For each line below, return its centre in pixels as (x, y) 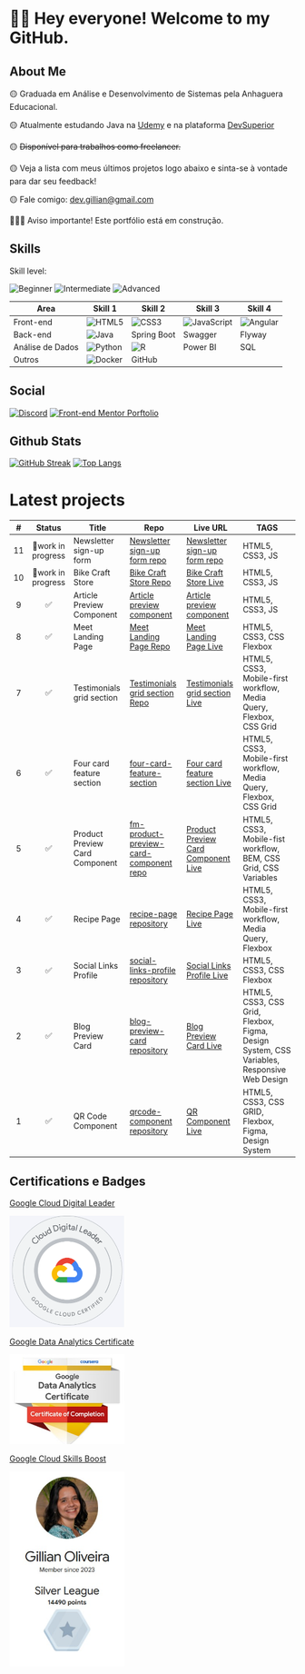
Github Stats (45, 441)
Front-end (33, 322)
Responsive (265, 1070)
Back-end (32, 334)
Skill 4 (259, 309)
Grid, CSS (261, 868)
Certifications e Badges (78, 1181)
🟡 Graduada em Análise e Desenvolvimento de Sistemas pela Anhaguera (146, 94)
